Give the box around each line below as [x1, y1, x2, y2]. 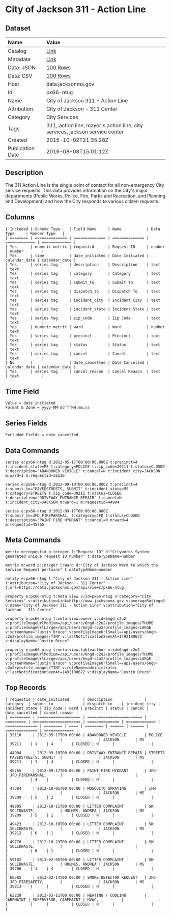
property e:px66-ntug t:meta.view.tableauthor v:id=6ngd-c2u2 [5, 647, 140, 652]
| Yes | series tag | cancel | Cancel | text [5, 351, 160, 356]
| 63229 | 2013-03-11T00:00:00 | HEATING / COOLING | [5, 893, 147, 898]
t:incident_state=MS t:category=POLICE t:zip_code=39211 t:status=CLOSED [5, 464, 165, 469]
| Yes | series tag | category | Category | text [5, 271, 160, 276]
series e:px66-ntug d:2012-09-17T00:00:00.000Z [5, 509, 108, 514]
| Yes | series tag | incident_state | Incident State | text [5, 306, 160, 311]
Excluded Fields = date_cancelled [5, 433, 79, 438]
